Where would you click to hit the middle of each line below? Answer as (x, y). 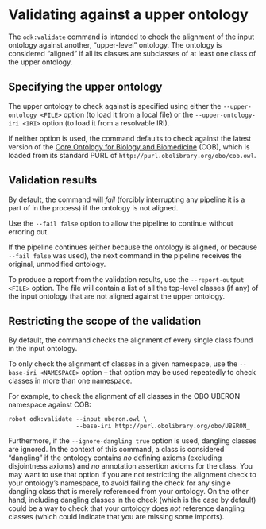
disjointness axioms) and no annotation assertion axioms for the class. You (130, 466)
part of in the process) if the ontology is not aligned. (93, 207)
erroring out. (29, 231)
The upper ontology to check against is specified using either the (115, 106)
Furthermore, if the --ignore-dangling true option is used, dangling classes (132, 441)
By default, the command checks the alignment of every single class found (131, 340)
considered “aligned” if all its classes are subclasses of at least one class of (132, 53)
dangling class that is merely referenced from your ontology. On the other (128, 492)
